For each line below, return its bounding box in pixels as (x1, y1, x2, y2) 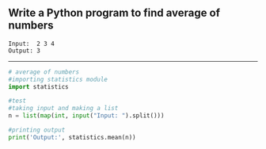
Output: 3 (8, 47, 41, 55)
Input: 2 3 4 (8, 40, 55, 48)
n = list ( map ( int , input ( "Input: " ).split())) (8, 112, 165, 120)
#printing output (8, 126, 66, 134)
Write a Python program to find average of (8, 6, 220, 20)
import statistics (8, 82, 69, 90)
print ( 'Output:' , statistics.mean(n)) (8, 133, 136, 141)
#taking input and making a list (8, 105, 119, 113)
